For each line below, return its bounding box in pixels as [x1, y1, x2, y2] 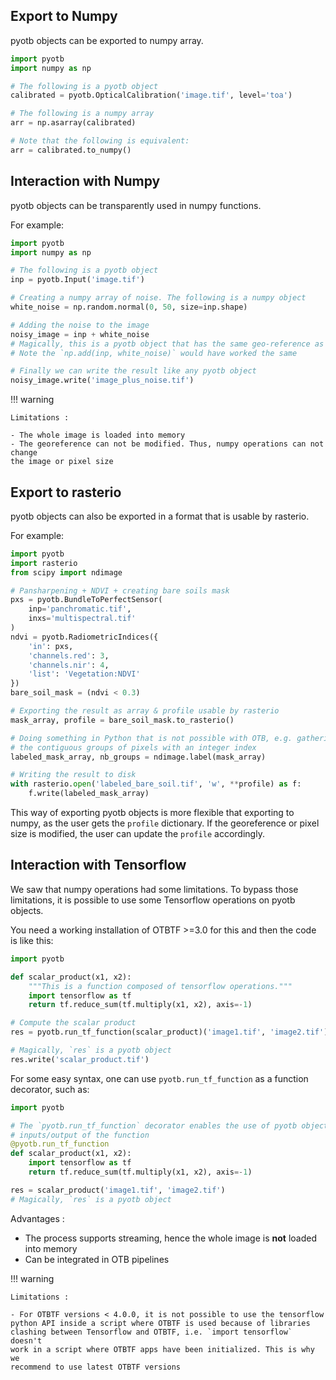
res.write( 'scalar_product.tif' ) [10, 1054, 150, 1064]
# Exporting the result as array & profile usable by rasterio [10, 706, 280, 716]
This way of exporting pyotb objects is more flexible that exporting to [10, 807, 295, 819]
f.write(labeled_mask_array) [28, 789, 150, 799]
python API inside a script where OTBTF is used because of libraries [10, 1318, 311, 1328]
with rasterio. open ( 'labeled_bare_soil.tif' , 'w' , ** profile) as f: [10, 779, 302, 789]
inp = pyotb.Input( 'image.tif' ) [10, 275, 145, 285]
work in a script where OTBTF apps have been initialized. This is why [10, 1344, 315, 1354]
